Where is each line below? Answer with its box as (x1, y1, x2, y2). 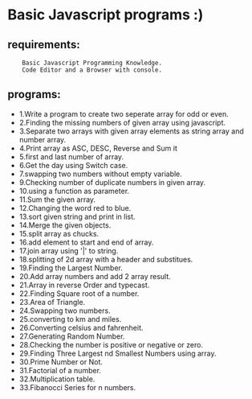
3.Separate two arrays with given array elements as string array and (18, 126, 244, 136)
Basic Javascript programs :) (7, 6, 204, 24)
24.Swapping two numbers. (18, 306, 111, 315)
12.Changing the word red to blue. (18, 203, 132, 212)
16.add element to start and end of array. (18, 237, 154, 247)
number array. (18, 134, 67, 144)
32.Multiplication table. (18, 374, 96, 384)
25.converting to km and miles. (18, 314, 122, 323)
